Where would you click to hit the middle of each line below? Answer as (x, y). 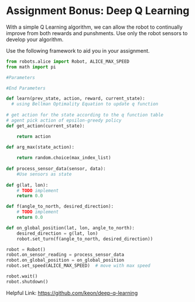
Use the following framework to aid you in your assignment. (78, 50)
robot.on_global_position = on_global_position (65, 260)
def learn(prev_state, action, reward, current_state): (76, 99)
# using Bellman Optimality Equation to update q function (85, 104)
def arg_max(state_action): (40, 147)
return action (34, 136)
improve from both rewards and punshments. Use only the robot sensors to (97, 33)
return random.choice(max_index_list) (64, 158)
